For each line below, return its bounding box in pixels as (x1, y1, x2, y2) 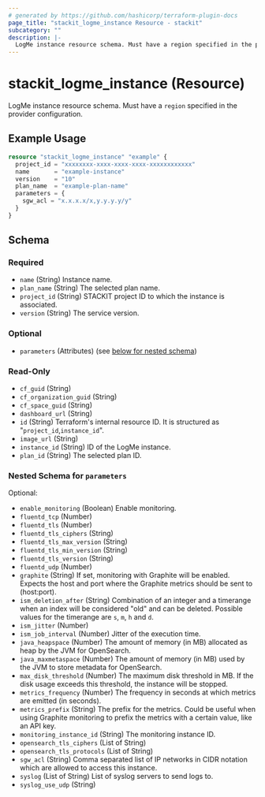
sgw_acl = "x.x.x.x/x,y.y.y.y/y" (22, 197, 132, 205)
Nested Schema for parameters (8, 470, 128, 481)
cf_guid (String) (19, 384, 72, 393)
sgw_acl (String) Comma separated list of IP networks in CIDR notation (19, 754, 248, 765)
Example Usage (8, 132, 87, 146)
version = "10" (15, 175, 77, 183)
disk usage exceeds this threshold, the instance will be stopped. (19, 680, 229, 689)
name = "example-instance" (15, 167, 125, 176)
